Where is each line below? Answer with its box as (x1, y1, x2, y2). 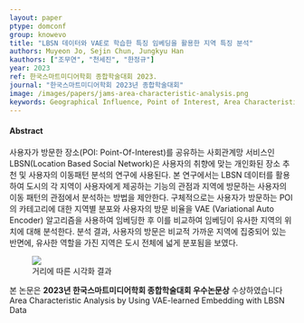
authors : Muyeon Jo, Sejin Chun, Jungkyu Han (9, 47, 184, 56)
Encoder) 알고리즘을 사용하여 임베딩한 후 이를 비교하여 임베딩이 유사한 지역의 (9, 214, 283, 225)
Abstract (9, 125, 43, 136)
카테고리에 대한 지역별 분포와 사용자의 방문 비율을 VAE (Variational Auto (18, 203, 274, 214)
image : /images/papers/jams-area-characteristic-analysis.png (9, 89, 249, 98)
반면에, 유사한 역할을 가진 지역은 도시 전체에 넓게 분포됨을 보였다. (9, 237, 239, 248)
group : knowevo (9, 30, 67, 39)
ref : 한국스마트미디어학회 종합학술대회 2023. (9, 72, 157, 81)
